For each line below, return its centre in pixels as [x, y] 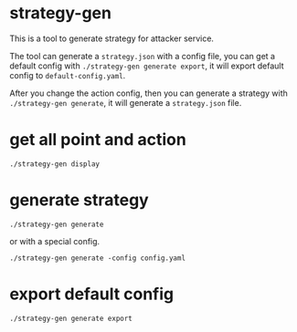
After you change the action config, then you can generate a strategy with [148, 93]
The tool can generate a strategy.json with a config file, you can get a [143, 56]
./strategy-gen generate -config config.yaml [97, 258]
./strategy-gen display [55, 164]
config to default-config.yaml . [68, 75]
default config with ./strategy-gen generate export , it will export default [147, 66]
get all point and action [98, 140]
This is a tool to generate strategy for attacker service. [112, 38]
